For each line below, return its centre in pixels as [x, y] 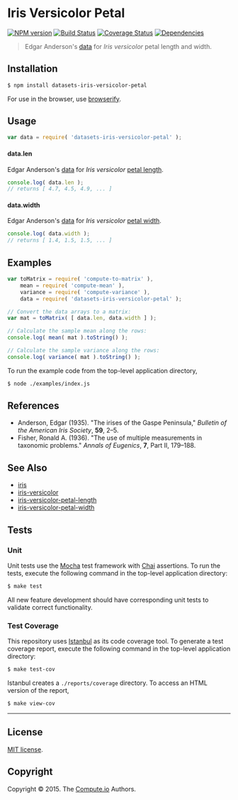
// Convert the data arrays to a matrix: [69, 312]
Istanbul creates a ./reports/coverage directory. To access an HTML [107, 683]
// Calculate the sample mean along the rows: [77, 331]
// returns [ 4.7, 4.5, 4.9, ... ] [60, 189]
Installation [33, 69]
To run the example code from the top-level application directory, [102, 370]
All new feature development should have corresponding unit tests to [108, 600]
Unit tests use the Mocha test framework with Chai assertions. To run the [114, 566]
